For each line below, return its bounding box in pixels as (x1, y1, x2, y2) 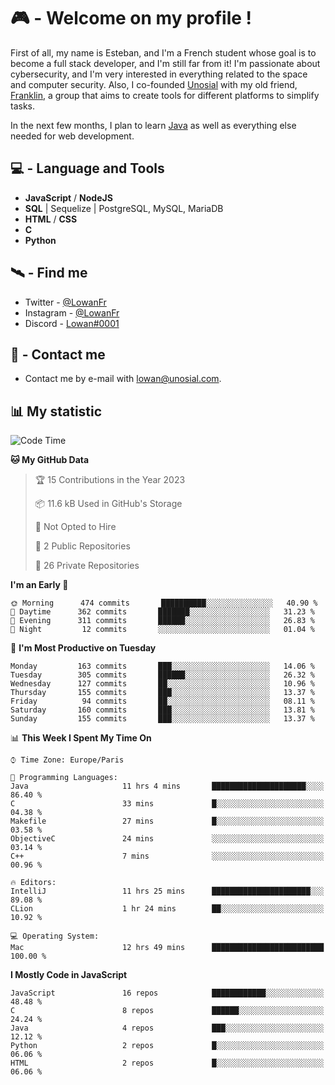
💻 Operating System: (10, 931, 100, 942)
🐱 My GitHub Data (10, 454, 90, 466)
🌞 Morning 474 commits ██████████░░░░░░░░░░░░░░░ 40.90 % (10, 598, 318, 609)
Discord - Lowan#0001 (24, 317, 120, 329)
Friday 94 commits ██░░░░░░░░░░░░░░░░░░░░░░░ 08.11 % (10, 696, 315, 707)
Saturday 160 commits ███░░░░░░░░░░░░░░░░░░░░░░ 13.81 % (10, 705, 315, 715)
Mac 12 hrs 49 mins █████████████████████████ (10, 943, 325, 953)
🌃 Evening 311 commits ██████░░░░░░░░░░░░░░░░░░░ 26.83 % (10, 616, 315, 626)
